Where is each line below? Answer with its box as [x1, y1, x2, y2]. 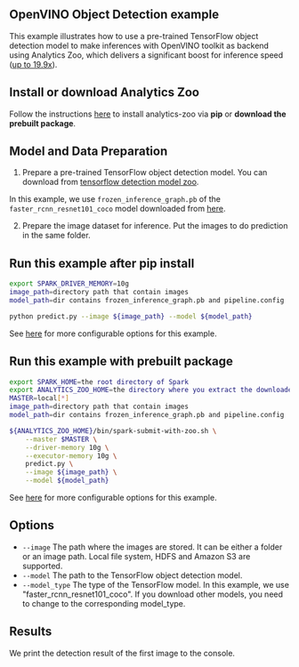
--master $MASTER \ [25, 435, 98, 444]
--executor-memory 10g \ [25, 451, 117, 461]
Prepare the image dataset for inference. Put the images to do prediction [21, 221, 288, 231]
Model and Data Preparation [9, 144, 168, 159]
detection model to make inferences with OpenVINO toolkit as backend [9, 40, 270, 51]
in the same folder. [21, 230, 91, 241]
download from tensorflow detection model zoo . [21, 177, 199, 188]
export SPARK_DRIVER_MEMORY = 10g [9, 279, 129, 288]
